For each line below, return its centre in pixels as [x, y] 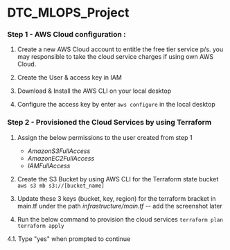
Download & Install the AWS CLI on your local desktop [94, 91]
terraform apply [41, 226]
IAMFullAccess [49, 166]
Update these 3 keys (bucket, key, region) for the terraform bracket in [116, 198]
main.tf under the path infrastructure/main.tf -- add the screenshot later [120, 206]
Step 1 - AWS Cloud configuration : [67, 35]
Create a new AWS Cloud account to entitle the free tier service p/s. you [120, 49]
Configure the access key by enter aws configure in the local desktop [116, 105]
